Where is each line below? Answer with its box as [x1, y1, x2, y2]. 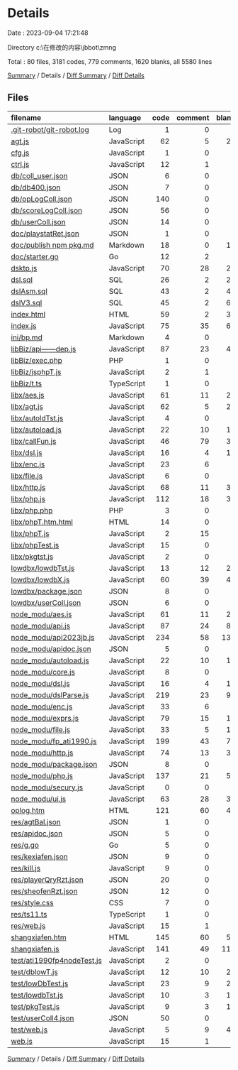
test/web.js [11, 1025, 48, 1034]
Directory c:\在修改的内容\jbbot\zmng [7, 43, 117, 51]
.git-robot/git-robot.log [11, 124, 90, 134]
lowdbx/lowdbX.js [11, 574, 70, 584]
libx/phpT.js [11, 528, 50, 538]
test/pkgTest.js [11, 1001, 60, 1011]
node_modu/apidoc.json [11, 644, 91, 654]
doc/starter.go [11, 251, 59, 261]
